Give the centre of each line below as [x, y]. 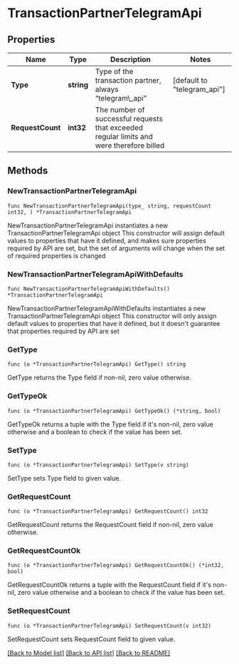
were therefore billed [130, 145]
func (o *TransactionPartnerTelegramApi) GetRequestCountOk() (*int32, [116, 566]
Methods [28, 171]
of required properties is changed [57, 255]
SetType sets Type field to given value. [64, 478]
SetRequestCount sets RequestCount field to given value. [91, 639]
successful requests [129, 119]
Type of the [114, 71]
